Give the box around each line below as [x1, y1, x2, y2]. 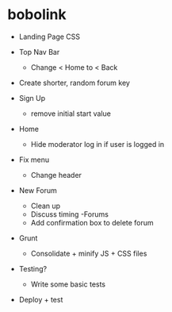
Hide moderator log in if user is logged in [30, 139, 165, 148]
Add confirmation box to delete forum [30, 218, 154, 227]
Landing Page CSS [18, 32, 81, 41]
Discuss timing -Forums [30, 209, 109, 219]
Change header [30, 170, 82, 179]
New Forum [18, 185, 57, 195]
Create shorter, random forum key [18, 78, 130, 87]
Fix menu [18, 155, 50, 164]
